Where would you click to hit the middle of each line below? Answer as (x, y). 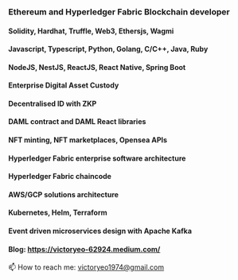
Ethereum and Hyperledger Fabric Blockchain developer (119, 12)
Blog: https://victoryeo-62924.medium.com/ (84, 249)
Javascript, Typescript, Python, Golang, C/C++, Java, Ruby (108, 49)
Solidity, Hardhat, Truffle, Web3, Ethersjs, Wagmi (91, 31)
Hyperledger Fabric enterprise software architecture (97, 158)
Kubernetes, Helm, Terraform (58, 212)
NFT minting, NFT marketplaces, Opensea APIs (88, 140)
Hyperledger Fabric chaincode (60, 177)
